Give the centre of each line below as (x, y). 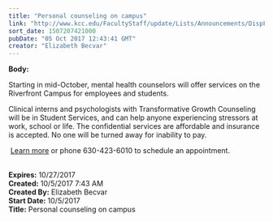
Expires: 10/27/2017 (42, 175)
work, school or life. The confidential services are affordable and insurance (134, 126)
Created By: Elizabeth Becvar (58, 192)
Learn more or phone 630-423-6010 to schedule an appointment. (120, 151)
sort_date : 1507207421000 (52, 31)
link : (17, 23)
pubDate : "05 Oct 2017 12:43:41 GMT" (72, 38)
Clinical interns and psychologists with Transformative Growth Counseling (132, 109)
